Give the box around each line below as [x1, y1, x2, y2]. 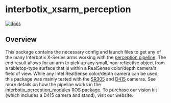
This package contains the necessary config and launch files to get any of [5, 48, 161, 55]
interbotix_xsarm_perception [5, 4, 131, 15]
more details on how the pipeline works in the [5, 81, 101, 87]
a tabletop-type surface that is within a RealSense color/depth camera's [5, 65, 157, 71]
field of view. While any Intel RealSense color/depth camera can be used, [5, 70, 159, 76]
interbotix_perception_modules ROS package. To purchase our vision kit [5, 87, 157, 93]
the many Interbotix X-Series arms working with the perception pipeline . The [5, 54, 166, 60]
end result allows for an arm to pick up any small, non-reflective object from [5, 60, 165, 66]
